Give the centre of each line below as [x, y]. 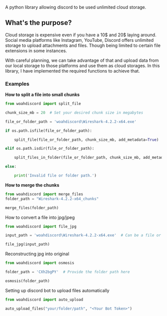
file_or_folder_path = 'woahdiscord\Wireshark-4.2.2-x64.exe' [71, 121]
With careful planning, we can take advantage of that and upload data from [82, 60]
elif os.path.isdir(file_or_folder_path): [50, 149]
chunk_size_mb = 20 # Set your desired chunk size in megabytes [74, 112]
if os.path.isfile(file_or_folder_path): [49, 131]
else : [11, 167]
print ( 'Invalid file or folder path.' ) [55, 176]
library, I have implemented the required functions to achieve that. [73, 71]
